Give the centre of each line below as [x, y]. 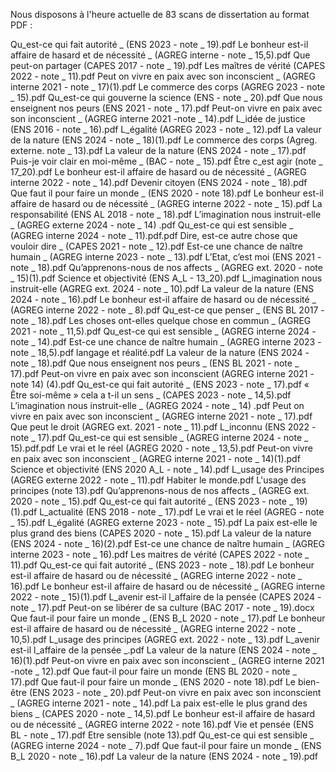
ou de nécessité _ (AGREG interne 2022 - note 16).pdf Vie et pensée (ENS [162, 724]
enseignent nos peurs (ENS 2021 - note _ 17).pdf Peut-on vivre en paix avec [166, 108]
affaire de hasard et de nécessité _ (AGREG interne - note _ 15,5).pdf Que [160, 55]
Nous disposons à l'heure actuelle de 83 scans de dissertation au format [160, 14]
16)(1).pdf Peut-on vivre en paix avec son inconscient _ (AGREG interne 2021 [167, 660]
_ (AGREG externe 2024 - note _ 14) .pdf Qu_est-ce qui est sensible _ [152, 225]
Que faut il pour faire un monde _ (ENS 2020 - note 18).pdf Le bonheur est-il [167, 193]
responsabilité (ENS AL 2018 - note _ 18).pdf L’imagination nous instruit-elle [166, 214]
